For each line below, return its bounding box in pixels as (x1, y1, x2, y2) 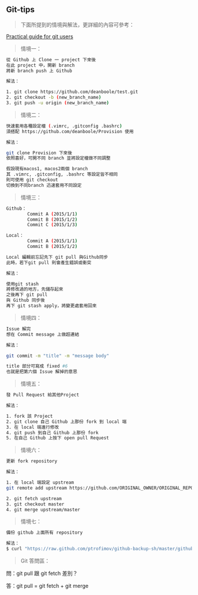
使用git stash (6, 281, 39, 287)
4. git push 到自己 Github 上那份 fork (6, 429, 99, 435)
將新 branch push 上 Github (6, 68, 72, 74)
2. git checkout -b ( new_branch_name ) (6, 94, 101, 101)
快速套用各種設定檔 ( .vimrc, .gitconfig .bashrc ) (6, 123, 123, 129)
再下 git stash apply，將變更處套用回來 (6, 303, 97, 309)
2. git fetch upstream (6, 495, 62, 501)
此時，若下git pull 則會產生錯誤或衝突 (6, 259, 91, 266)
